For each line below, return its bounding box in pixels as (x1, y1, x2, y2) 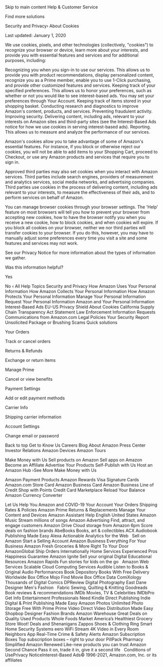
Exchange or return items (5, 357, 56, 363)
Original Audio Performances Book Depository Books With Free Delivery (5, 569, 150, 575)
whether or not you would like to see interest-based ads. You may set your (5, 93, 154, 98)
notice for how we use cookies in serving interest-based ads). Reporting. (5, 124, 151, 130)
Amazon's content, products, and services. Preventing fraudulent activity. (5, 108, 153, 114)
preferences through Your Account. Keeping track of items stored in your (5, 98, 151, 104)
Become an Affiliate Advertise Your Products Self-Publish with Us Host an (5, 462, 153, 468)
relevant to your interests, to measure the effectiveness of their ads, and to (5, 190, 155, 195)
